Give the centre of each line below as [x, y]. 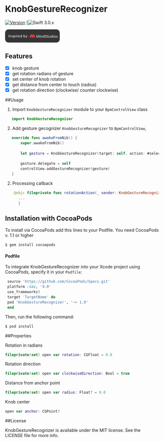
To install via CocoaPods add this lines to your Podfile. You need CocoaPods [82, 230]
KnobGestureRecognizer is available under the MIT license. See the [73, 430]
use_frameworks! [24, 292]
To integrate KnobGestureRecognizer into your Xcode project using [73, 267]
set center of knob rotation [39, 79]
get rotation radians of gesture [43, 73]
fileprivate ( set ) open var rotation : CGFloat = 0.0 [59, 355]
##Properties [18, 335]
